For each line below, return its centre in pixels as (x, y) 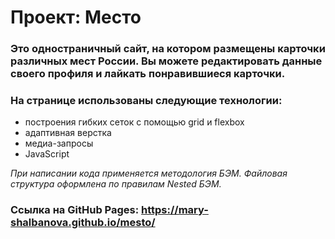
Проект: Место (76, 17)
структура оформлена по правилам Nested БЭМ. (116, 184)
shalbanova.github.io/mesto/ (83, 223)
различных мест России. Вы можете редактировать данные (166, 61)
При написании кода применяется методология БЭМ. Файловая (149, 173)
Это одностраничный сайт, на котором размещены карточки (168, 49)
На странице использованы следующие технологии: (146, 101)
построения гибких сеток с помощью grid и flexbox (134, 122)
